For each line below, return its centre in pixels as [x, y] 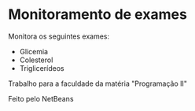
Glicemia [34, 51]
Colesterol [36, 60]
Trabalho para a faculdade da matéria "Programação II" [97, 83]
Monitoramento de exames [97, 15]
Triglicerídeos [42, 68]
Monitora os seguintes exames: [59, 36]
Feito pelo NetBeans [41, 98]
